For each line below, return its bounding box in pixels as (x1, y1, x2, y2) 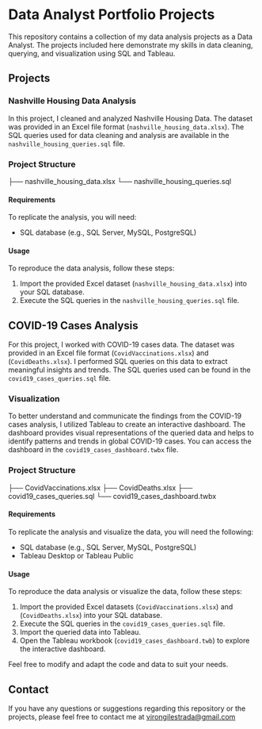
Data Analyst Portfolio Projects (8, 6, 215, 24)
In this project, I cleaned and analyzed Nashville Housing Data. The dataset (8, 113, 253, 123)
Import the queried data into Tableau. (19, 627, 141, 637)
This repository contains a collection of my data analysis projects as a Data (8, 32, 253, 41)
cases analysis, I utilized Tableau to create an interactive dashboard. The (8, 420, 246, 429)
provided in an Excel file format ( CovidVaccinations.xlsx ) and (8, 348, 209, 358)
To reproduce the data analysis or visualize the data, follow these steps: (8, 587, 243, 597)
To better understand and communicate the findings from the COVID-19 (8, 411, 242, 421)
